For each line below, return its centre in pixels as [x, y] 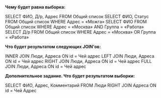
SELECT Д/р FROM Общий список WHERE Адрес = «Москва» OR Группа [80, 32]
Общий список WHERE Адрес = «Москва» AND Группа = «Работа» [75, 27]
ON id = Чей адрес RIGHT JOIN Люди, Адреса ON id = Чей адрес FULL [79, 61]
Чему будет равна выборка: [35, 7]
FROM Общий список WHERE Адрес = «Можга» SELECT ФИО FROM [76, 22]
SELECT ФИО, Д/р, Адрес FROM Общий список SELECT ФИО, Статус [77, 16]
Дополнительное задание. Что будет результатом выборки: [70, 76]
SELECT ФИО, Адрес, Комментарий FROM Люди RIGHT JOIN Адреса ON [81, 85]
